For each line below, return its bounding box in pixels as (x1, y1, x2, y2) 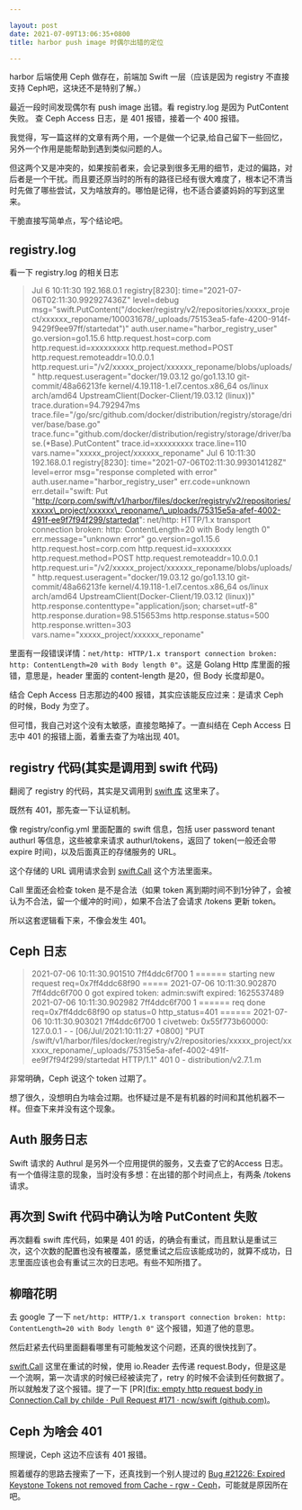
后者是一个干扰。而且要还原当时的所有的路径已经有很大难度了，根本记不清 (9, 174, 285, 184)
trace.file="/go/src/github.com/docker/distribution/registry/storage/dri (31, 409, 292, 420)
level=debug (132, 294, 180, 306)
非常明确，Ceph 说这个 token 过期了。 (9, 1073, 151, 1083)
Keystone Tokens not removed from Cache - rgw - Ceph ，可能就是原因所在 (9, 1479, 289, 1490)
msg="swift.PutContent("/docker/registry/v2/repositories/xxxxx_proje (31, 304, 290, 315)
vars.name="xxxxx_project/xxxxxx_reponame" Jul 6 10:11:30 (31, 447, 256, 459)
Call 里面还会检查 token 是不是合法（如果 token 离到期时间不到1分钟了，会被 (9, 885, 292, 895)
